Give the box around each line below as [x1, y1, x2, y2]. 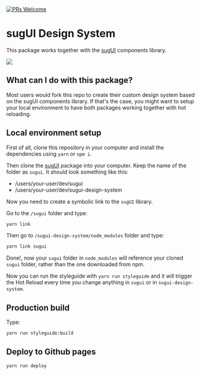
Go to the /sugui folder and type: [6, 209, 88, 216]
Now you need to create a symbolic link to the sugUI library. [6, 198, 153, 205]
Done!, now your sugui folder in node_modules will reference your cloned [6, 254, 184, 261]
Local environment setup [6, 128, 102, 138]
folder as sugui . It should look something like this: [6, 168, 129, 175]
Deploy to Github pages [6, 347, 96, 357]
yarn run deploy [6, 362, 47, 369]
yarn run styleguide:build [6, 331, 74, 337]
